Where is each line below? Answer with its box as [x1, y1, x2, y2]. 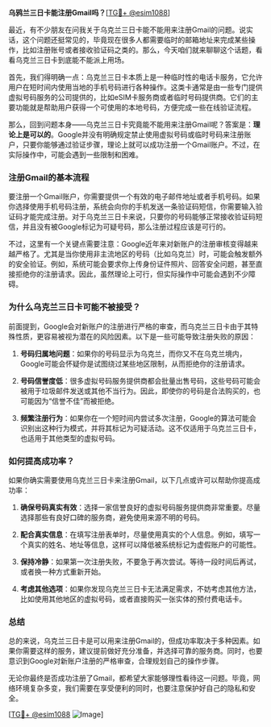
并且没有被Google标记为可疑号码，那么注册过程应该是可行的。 [22, 222, 231, 232]
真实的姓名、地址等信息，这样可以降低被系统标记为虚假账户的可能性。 [27, 539, 261, 549]
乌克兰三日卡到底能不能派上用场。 [15, 56, 129, 64]
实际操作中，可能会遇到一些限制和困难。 [8, 150, 143, 160]
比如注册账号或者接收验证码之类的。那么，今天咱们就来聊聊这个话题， [22, 45, 256, 55]
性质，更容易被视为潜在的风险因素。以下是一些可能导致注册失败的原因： [15, 331, 256, 341]
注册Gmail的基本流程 [8, 172, 90, 183]
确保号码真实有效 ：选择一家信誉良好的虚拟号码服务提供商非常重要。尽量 [19, 502, 261, 512]
